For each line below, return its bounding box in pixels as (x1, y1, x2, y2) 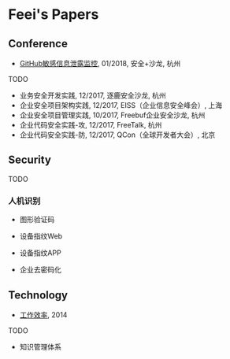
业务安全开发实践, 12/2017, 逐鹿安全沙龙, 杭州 (19, 91, 167, 100)
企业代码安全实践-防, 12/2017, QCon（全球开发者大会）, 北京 (19, 130, 216, 139)
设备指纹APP (19, 248, 61, 257)
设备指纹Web (19, 231, 63, 241)
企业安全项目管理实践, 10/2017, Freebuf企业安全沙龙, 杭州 (19, 110, 206, 120)
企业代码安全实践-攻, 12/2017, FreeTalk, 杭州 (19, 120, 162, 129)
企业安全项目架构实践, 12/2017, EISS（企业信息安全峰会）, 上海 (19, 101, 223, 109)
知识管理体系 (19, 342, 61, 351)
